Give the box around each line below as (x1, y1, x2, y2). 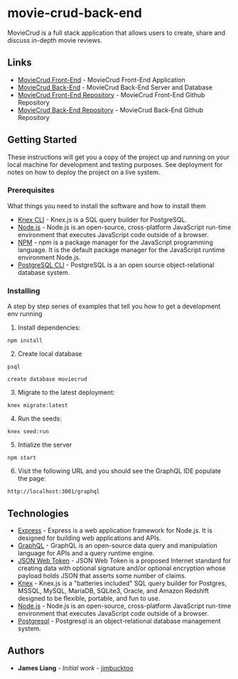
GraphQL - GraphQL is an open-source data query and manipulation (17, 541, 218, 550)
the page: (17, 474, 46, 483)
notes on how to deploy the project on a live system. (7, 168, 161, 176)
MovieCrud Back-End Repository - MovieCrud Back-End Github (17, 105, 204, 114)
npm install (7, 337, 43, 344)
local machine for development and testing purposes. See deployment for (7, 160, 223, 168)
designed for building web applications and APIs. (17, 533, 161, 542)
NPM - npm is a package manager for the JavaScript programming (17, 238, 213, 246)
